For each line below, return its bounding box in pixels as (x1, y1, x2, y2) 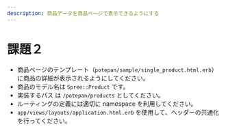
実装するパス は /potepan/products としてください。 (16, 91, 164, 99)
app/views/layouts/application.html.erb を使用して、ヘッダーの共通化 (16, 108, 219, 116)
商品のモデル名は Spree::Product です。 (16, 83, 129, 91)
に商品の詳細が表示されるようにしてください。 (16, 74, 149, 82)
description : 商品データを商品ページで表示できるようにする (7, 10, 160, 17)
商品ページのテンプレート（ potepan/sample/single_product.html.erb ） (16, 65, 218, 74)
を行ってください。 (16, 117, 71, 125)
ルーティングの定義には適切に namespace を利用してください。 (16, 100, 197, 108)
